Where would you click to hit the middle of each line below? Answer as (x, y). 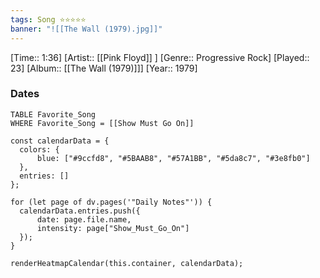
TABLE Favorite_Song (53, 114)
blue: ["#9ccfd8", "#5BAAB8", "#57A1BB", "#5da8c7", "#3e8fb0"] (173, 158)
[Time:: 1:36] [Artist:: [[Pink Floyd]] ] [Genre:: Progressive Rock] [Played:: (160, 57)
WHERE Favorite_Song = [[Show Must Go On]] (102, 123)
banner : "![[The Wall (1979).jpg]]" (86, 29)
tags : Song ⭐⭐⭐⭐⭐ (48, 19)
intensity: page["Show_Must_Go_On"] (113, 228)
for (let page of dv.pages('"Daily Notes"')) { (111, 202)
